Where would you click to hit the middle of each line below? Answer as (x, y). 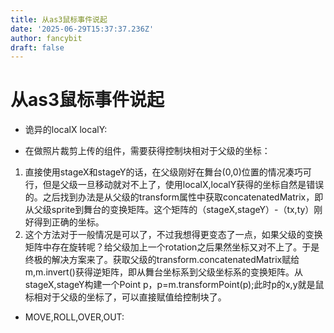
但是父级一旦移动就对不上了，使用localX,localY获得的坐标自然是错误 (183, 185)
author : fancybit (46, 38)
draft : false (37, 47)
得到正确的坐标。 (69, 222)
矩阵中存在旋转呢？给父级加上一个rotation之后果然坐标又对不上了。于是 (172, 247)
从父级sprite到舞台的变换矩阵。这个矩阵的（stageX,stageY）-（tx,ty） (169, 210)
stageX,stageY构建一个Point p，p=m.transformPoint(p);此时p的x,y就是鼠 (174, 285)
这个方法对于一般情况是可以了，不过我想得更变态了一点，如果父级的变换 (173, 235)
